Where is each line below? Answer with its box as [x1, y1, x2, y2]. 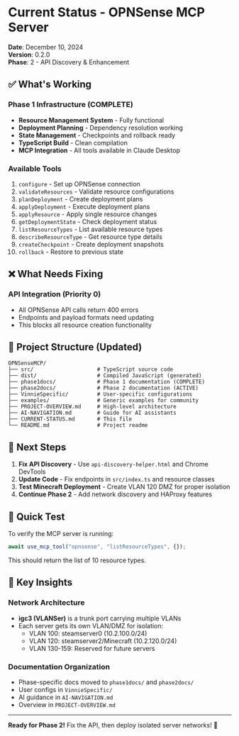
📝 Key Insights [8, 576, 73, 589]
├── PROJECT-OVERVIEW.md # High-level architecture [8, 403, 177, 411]
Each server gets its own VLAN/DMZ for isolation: [18, 621, 164, 630]
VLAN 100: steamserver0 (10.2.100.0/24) [28, 629, 148, 637]
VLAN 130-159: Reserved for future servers [28, 644, 155, 652]
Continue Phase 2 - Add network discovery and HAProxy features [18, 490, 212, 498]
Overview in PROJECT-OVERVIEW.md [18, 700, 116, 709]
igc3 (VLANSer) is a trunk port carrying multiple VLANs [18, 614, 182, 623]
